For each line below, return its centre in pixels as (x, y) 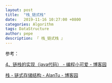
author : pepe (19, 34)
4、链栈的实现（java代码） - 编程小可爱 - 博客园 (56, 64)
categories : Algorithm (29, 24)
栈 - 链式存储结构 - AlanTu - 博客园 (42, 75)
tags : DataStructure (27, 29)
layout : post (19, 10)
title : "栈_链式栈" (26, 15)
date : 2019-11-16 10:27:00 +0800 (43, 19)
